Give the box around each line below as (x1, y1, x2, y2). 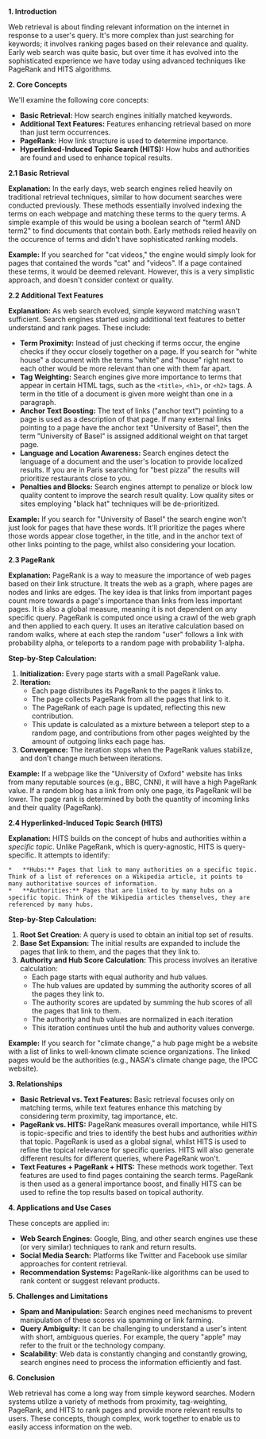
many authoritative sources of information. (8, 880, 158, 888)
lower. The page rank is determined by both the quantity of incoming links (8, 795, 250, 803)
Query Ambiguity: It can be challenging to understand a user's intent (19, 1324, 248, 1333)
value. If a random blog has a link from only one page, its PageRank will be (8, 786, 253, 795)
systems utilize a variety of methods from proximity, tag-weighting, (8, 1397, 228, 1406)
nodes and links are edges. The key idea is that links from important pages (8, 588, 253, 597)
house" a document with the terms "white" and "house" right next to (19, 356, 244, 364)
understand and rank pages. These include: (8, 323, 151, 333)
